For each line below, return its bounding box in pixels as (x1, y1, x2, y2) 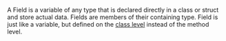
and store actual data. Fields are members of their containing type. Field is (7, 13, 218, 21)
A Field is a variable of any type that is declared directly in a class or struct (7, 6, 219, 14)
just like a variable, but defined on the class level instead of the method (7, 20, 209, 28)
